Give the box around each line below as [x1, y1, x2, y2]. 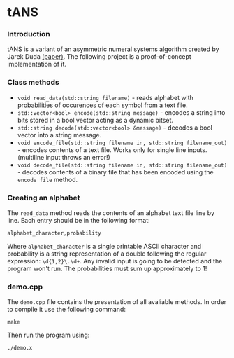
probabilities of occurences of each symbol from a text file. [17, 101, 188, 109]
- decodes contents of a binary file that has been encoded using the [17, 167, 214, 176]
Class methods [7, 78, 59, 88]
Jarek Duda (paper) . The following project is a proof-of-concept [7, 53, 192, 61]
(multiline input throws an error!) [17, 153, 110, 161]
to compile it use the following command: [7, 305, 126, 314]
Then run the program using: [7, 331, 90, 340]
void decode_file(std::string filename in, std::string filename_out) [17, 162, 228, 169]
